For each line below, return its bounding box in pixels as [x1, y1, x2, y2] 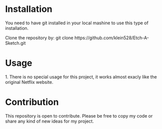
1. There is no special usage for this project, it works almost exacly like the [5, 73, 158, 80]
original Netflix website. [5, 79, 54, 85]
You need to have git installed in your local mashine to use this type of [5, 20, 149, 26]
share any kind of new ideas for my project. [5, 118, 94, 124]
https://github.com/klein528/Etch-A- [74, 35, 149, 41]
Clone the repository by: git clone [5, 35, 74, 41]
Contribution [5, 97, 59, 108]
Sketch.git [5, 40, 26, 46]
